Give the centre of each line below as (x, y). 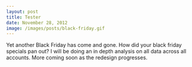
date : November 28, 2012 (37, 23)
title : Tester (24, 17)
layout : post (22, 12)
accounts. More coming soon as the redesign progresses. (77, 58)
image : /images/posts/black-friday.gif (56, 28)
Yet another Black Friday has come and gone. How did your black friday (94, 45)
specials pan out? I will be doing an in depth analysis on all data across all (96, 52)
